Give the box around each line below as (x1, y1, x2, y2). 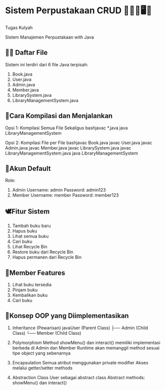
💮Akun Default (5, 164, 51, 173)
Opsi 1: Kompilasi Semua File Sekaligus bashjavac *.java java (5, 125, 128, 131)
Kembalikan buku (12, 292, 48, 298)
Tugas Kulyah (5, 24, 33, 31)
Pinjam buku (12, 287, 38, 293)
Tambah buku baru (12, 223, 51, 229)
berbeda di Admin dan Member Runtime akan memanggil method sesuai (12, 345, 160, 351)
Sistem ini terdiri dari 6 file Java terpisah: (5, 61, 88, 68)
